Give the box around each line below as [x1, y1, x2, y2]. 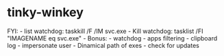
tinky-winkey [7, 5, 84, 20]
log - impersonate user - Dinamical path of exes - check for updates [7, 41, 200, 49]
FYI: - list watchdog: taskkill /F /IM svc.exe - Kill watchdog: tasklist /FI [7, 27, 203, 35]
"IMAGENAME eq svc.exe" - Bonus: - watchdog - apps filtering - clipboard [7, 34, 218, 42]
